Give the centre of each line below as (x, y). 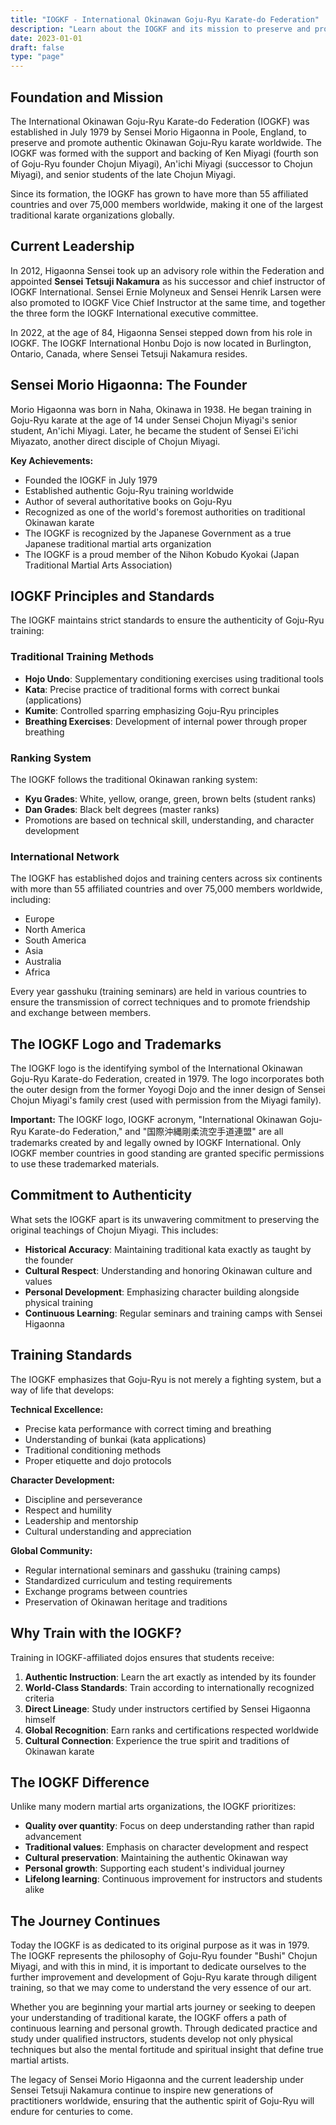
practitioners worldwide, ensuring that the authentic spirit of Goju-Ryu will (162, 2101)
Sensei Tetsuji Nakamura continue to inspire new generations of (142, 2090)
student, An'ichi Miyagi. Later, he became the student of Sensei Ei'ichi (154, 430)
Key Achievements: (52, 460)
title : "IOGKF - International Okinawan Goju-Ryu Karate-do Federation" (165, 19)
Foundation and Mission (87, 97)
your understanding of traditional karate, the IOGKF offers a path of (149, 2018)
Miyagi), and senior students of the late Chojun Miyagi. (123, 174)
